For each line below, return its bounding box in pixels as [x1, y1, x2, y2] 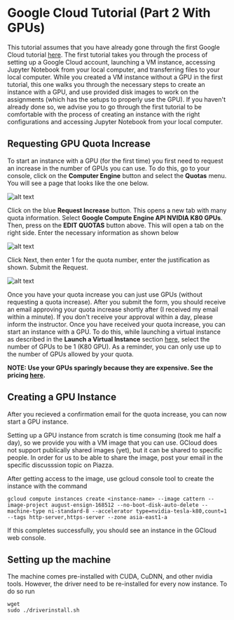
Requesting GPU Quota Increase [7, 138, 151, 150]
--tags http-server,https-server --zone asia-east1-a [7, 513, 168, 520]
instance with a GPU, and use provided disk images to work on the [7, 88, 199, 96]
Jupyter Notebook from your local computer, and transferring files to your [7, 65, 220, 74]
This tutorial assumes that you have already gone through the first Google [7, 43, 221, 51]
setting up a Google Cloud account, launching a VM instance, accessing [7, 58, 216, 66]
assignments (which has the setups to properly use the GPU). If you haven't [7, 95, 226, 103]
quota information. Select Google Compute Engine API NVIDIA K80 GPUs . [7, 213, 223, 222]
